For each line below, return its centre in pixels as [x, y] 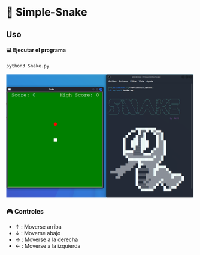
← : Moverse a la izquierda [48, 246]
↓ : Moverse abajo [38, 233]
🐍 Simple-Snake [47, 12]
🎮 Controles [25, 211]
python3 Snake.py [28, 66]
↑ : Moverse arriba [38, 227]
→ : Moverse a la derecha [46, 239]
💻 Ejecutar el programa [36, 50]
